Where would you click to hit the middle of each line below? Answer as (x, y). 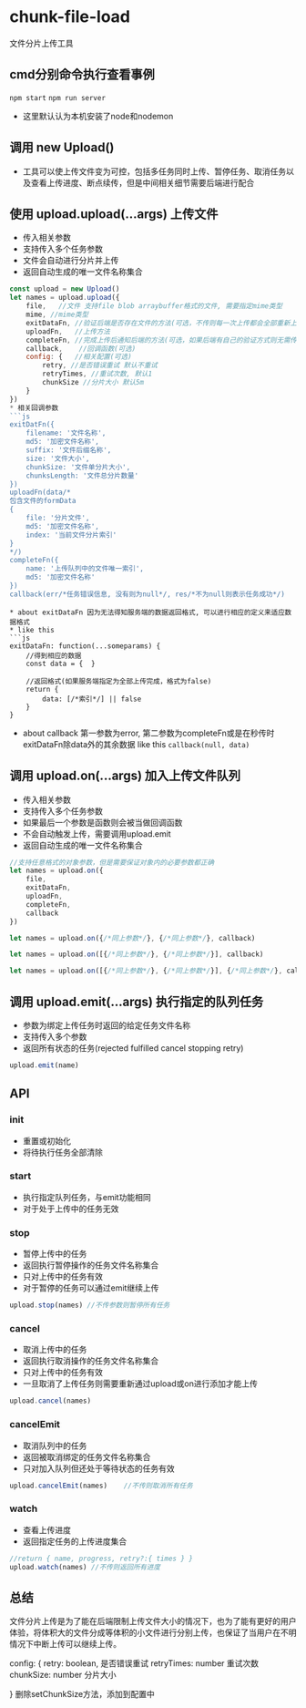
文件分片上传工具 (41, 43)
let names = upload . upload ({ (65, 298)
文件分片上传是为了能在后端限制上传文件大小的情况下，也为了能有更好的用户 (153, 1621)
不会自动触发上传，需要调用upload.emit (97, 833)
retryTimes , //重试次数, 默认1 (97, 374)
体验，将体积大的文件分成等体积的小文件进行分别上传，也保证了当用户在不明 (153, 1632)
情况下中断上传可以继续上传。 (65, 1644)
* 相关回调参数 (34, 407)
